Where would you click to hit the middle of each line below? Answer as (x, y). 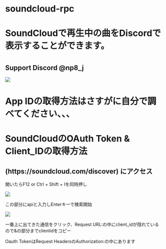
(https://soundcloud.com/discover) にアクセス (79, 171)
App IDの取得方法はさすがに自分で (76, 101)
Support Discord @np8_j (44, 68)
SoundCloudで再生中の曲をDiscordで (83, 33)
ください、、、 (48, 114)
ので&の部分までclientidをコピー (38, 231)
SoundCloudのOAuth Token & (67, 139)
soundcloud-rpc (40, 9)
